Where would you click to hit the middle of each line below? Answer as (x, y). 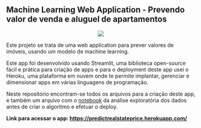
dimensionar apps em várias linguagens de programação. (77, 82)
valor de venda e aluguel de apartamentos (86, 20)
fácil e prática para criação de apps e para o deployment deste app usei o (97, 69)
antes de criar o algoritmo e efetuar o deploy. (62, 106)
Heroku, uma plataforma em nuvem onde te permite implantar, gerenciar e (98, 76)
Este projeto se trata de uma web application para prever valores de (90, 45)
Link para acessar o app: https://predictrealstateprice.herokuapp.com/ (97, 118)
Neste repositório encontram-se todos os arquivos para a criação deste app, (101, 94)
